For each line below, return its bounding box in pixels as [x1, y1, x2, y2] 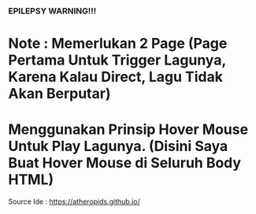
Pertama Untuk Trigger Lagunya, [8, 51, 226, 69]
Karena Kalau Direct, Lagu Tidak [8, 68, 223, 86]
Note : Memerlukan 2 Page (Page [8, 35, 228, 53]
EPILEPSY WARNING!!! [8, 6, 97, 17]
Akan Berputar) [8, 85, 111, 103]
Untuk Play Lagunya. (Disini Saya [8, 138, 228, 155]
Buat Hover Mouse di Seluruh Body [8, 154, 242, 172]
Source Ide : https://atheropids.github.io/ [8, 197, 140, 206]
